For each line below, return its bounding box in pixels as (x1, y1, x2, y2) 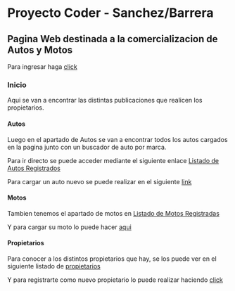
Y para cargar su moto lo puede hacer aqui (7, 223, 132, 231)
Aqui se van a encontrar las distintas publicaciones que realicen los (7, 96, 203, 105)
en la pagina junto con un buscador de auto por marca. (7, 143, 167, 151)
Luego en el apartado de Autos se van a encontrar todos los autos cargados (7, 135, 228, 143)
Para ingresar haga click (7, 63, 77, 71)
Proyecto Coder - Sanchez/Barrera (7, 5, 214, 21)
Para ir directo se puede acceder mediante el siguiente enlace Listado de (7, 156, 220, 164)
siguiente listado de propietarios (7, 261, 101, 270)
